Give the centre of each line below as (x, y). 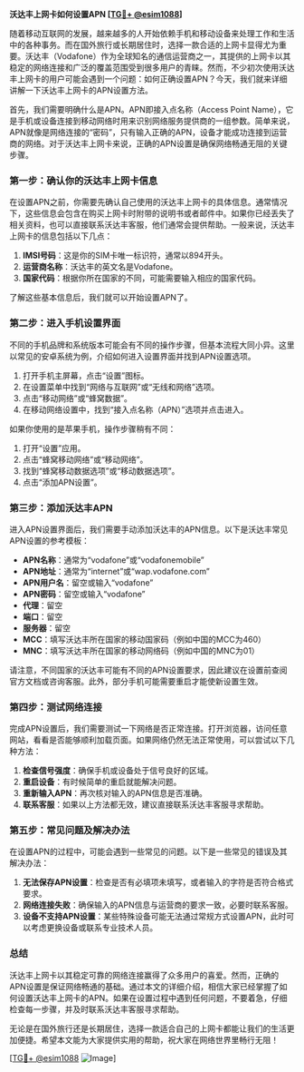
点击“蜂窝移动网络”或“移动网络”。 (85, 459)
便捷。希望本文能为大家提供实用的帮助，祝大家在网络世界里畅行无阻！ (147, 1039)
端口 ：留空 (43, 616)
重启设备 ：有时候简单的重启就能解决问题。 (102, 782)
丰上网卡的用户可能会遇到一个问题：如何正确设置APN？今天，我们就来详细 (148, 79)
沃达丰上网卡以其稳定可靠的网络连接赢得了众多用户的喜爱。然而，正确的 (144, 975)
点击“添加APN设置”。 (62, 482)
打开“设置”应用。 (54, 447)
